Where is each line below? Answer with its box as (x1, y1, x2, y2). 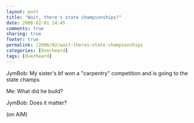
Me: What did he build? (6, 87, 63, 94)
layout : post (6, 8, 39, 15)
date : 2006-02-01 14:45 (6, 20, 66, 26)
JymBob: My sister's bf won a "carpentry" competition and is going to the (6, 69, 189, 76)
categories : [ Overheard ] (6, 48, 68, 54)
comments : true (6, 25, 44, 32)
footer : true (6, 36, 39, 42)
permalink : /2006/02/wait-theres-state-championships (6, 42, 144, 48)
